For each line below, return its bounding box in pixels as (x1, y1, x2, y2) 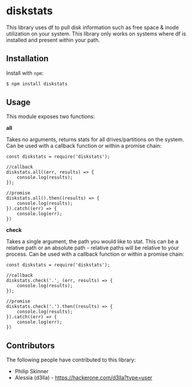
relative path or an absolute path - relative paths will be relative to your (6, 245, 180, 252)
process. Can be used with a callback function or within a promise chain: (6, 250, 184, 258)
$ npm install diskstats (6, 81, 68, 87)
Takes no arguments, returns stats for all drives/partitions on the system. (6, 136, 184, 143)
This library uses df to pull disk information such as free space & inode (6, 24, 180, 31)
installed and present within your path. (6, 36, 100, 43)
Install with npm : (6, 69, 43, 77)
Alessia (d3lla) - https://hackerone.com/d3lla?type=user (14, 374, 153, 381)
